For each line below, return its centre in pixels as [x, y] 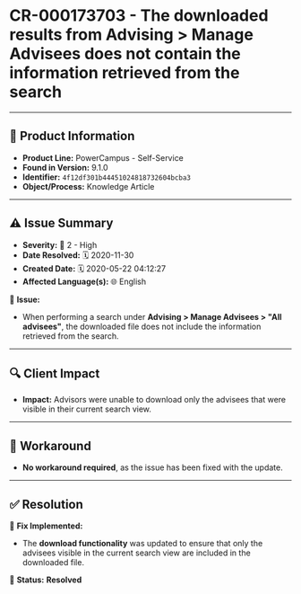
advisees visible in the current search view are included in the [136, 553]
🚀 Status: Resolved [46, 580]
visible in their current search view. [87, 409]
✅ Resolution [46, 504]
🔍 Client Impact [55, 373]
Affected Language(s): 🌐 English [84, 281]
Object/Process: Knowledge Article [88, 186]
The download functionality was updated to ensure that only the [142, 543]
